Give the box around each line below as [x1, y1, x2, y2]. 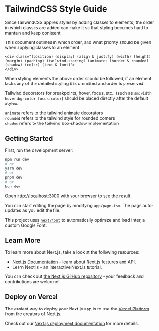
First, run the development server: [5, 147, 73, 153]
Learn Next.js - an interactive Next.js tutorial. [12, 264, 102, 269]
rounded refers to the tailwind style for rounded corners [5, 115, 115, 121]
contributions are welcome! [5, 278, 60, 284]
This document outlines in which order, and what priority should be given [5, 39, 152, 45]
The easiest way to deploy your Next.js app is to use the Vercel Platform [5, 306, 150, 311]
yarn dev [5, 166, 23, 171]
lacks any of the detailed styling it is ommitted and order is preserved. [5, 81, 145, 86]
